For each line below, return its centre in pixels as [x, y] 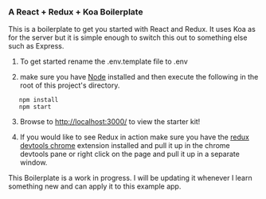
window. [33, 162]
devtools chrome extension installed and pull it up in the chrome [125, 146]
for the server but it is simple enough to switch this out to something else [128, 37]
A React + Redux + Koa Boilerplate [76, 12]
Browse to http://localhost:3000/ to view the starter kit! [110, 122]
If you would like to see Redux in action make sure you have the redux [134, 137]
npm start [35, 107]
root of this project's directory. [70, 85]
